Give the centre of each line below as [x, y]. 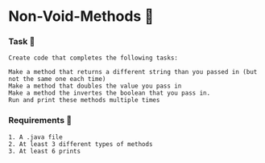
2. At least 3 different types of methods [81, 144]
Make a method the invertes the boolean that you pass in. [110, 93]
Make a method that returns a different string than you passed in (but [133, 72]
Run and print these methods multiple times [84, 100]
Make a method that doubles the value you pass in [95, 86]
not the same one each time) [57, 79]
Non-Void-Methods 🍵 [81, 16]
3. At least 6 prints [45, 151]
